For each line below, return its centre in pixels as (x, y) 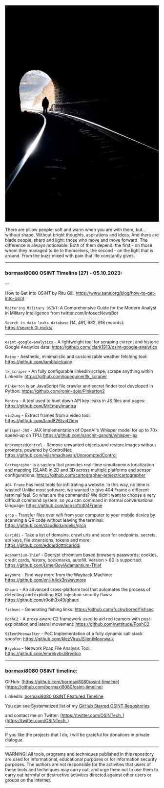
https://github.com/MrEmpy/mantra (41, 406)
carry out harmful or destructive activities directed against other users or (78, 775)
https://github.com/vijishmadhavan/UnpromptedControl (61, 455)
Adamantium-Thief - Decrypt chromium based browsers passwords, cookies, (82, 555)
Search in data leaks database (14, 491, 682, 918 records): (65, 323)
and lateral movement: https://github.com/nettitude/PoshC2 (90, 624)
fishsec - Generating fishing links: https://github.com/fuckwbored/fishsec (80, 610)
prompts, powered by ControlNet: (39, 450)
